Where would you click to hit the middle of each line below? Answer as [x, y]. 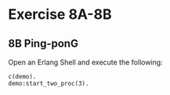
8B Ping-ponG [43, 44]
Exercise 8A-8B [60, 15]
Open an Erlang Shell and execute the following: [85, 62]
